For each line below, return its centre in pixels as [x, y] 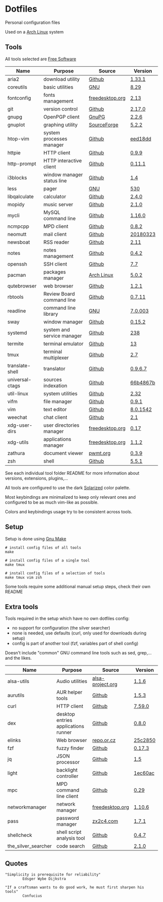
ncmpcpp [18, 226]
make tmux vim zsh [24, 577]
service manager [63, 336]
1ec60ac [144, 773]
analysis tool [71, 838]
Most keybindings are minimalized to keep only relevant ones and [70, 497]
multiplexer [56, 358]
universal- [19, 379]
